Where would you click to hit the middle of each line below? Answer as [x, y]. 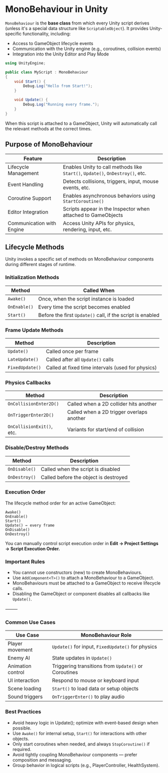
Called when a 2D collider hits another [112, 404]
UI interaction [23, 680]
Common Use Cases [30, 622]
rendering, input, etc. [87, 229]
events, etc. [76, 187]
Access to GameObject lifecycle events [53, 43]
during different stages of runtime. [40, 264]
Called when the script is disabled [80, 469]
